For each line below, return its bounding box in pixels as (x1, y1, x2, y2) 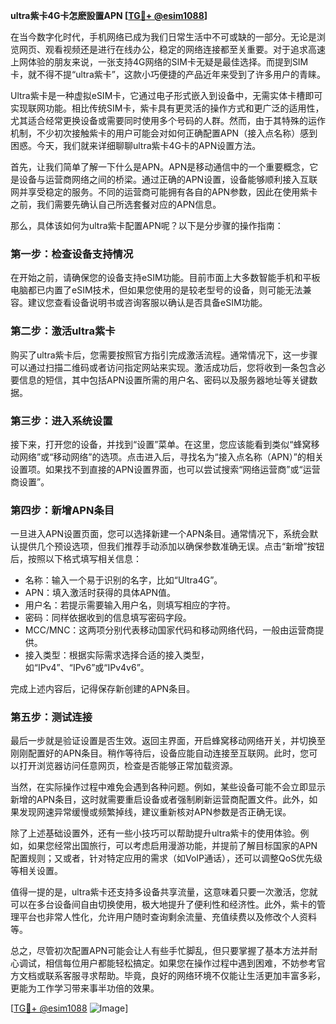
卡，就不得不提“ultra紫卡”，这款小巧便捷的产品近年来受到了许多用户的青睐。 (10, 69, 326, 80)
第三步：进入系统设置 (10, 414, 113, 428)
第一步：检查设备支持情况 (10, 247, 134, 261)
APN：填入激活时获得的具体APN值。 (24, 587, 177, 599)
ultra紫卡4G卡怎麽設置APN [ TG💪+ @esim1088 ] (10, 10, 208, 21)
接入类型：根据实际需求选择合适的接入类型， (24, 649, 210, 661)
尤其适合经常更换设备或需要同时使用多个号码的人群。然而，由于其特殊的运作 (10, 115, 326, 126)
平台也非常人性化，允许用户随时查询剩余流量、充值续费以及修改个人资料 (18, 911, 317, 923)
